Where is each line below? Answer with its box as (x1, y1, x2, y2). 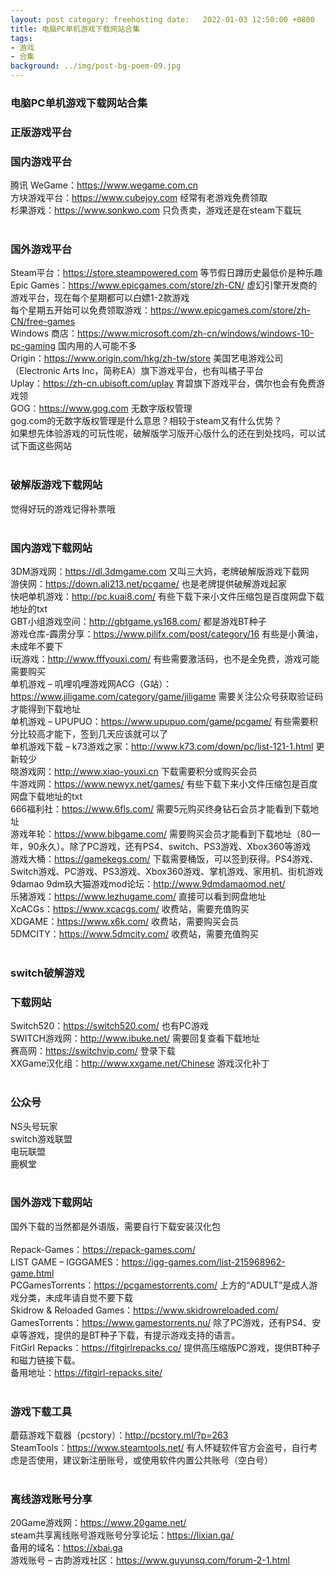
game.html (10, 1267, 55, 1279)
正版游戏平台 (10, 125, 73, 139)
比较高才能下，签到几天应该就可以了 (18, 728, 168, 740)
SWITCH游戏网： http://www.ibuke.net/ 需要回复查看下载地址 (10, 1032, 261, 1045)
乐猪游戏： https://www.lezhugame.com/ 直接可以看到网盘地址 (10, 891, 267, 903)
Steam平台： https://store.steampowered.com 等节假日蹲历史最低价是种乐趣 (10, 267, 323, 279)
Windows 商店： (10, 327, 78, 340)
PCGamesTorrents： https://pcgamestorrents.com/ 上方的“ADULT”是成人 (10, 1279, 310, 1291)
